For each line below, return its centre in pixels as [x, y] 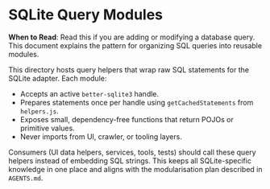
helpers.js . [39, 111]
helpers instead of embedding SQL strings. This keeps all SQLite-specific [130, 160]
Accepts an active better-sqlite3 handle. [89, 93]
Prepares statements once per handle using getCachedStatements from [137, 102]
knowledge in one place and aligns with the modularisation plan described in [135, 169]
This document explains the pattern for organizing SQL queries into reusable [135, 45]
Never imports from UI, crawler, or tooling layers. [101, 136]
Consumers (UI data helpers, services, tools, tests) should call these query [132, 152]
